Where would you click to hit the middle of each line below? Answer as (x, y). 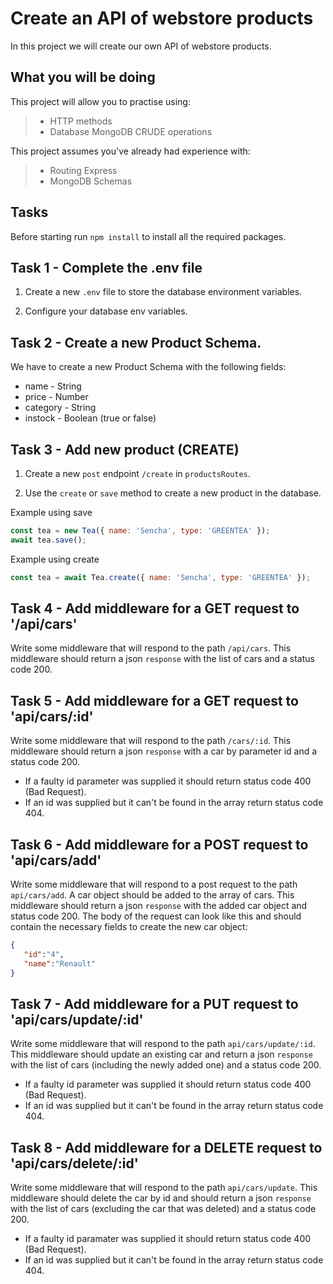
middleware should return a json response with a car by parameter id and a (164, 751)
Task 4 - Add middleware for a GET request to (155, 608)
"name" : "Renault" (60, 963)
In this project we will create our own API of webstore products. (141, 46)
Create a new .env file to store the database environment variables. (163, 292)
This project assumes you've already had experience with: (130, 151)
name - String (53, 386)
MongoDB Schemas (91, 181)
